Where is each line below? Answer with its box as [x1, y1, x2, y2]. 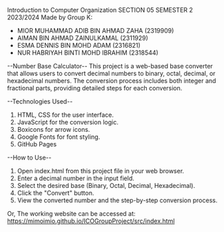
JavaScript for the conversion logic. [17, 118, 119, 126]
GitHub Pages [17, 140, 57, 148]
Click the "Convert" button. [17, 189, 94, 197]
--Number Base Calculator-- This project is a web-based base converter [7, 62, 214, 70]
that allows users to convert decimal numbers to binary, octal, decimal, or [7, 69, 216, 77]
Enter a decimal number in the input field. [17, 174, 134, 182]
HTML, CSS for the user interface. [17, 110, 114, 119]
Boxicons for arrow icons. [17, 126, 90, 133]
